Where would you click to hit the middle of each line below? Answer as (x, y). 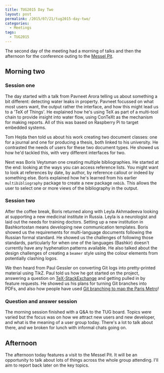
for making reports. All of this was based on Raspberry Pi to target (72, 122)
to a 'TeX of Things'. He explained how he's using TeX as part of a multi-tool (82, 112)
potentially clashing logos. (31, 258)
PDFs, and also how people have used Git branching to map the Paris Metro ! (82, 288)
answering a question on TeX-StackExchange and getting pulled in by (75, 278)
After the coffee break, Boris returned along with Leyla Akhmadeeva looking (82, 211)
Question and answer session (41, 301)
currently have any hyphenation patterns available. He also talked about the (81, 248)
